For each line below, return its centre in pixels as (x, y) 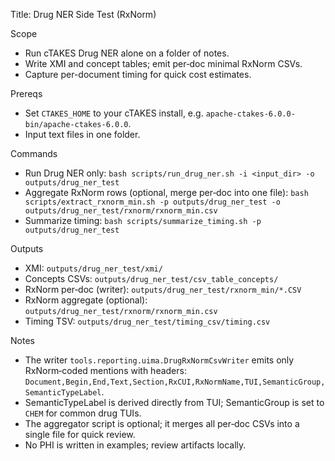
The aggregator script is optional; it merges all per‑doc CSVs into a (162, 423)
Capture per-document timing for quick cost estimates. (138, 74)
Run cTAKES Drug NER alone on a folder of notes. (127, 53)
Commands (34, 153)
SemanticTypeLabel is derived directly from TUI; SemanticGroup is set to (174, 402)
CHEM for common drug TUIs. (83, 413)
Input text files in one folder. (82, 134)
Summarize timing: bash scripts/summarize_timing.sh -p (143, 220)
